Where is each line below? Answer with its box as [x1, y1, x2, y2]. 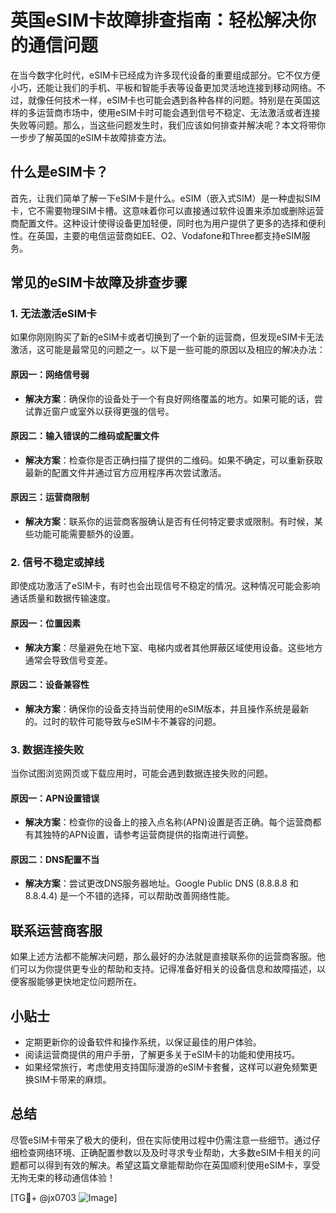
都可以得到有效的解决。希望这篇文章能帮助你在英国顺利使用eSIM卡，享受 [18, 1159, 321, 1171]
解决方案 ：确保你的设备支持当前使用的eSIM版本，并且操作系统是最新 [24, 702, 310, 715]
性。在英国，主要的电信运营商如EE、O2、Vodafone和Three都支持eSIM [10, 229, 302, 241]
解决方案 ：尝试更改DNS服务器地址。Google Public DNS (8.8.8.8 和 [24, 877, 299, 890]
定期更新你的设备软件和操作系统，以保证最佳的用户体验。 [24, 1036, 262, 1048]
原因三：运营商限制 [10, 491, 90, 503]
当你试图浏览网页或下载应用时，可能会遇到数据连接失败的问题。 [10, 767, 273, 780]
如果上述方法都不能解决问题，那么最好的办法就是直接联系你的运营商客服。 [10, 951, 317, 963]
